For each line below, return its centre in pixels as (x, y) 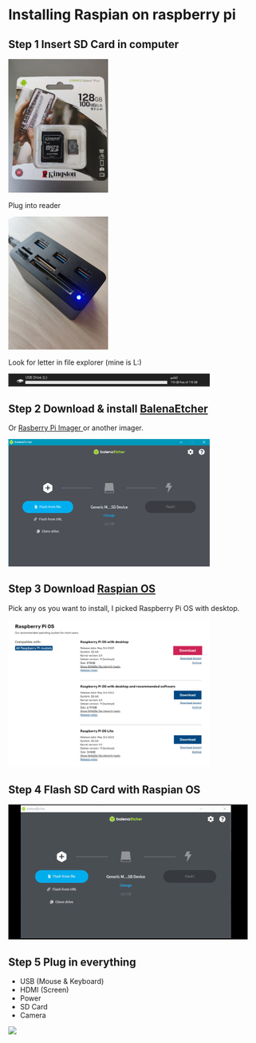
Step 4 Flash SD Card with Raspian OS (104, 789)
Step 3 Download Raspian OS (82, 589)
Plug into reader (35, 205)
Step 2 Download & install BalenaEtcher (108, 408)
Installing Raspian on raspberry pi (122, 15)
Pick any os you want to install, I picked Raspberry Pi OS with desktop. (124, 608)
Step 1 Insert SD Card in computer (94, 44)
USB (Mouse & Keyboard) (62, 981)
